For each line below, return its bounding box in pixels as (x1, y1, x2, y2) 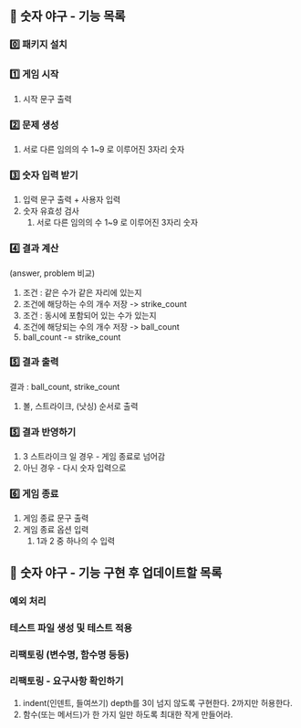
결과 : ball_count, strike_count (9, 381, 120, 392)
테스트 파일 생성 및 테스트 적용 (9, 621, 133, 634)
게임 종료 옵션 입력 (22, 524, 89, 535)
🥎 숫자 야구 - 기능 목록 (9, 8, 126, 25)
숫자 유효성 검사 (22, 206, 79, 216)
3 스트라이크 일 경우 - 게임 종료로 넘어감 (22, 451, 166, 462)
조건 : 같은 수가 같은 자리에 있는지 (22, 287, 142, 298)
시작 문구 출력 (22, 93, 72, 104)
